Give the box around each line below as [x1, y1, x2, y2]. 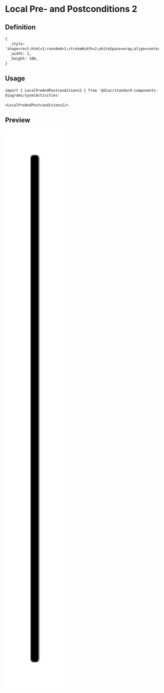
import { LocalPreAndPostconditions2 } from [5, 88, 97, 93]
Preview [5, 116, 31, 125]
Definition [5, 23, 36, 31]
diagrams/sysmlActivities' [5, 93, 60, 98]
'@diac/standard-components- [99, 88, 159, 93]
